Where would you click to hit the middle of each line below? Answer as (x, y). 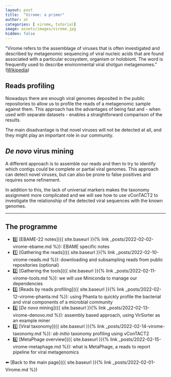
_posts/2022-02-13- (128, 308)
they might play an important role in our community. (59, 135)
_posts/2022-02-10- (138, 253)
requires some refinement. (33, 180)
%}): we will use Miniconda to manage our (93, 278)
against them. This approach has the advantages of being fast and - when (83, 109)
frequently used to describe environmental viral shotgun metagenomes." (81, 65)
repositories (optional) (36, 265)
